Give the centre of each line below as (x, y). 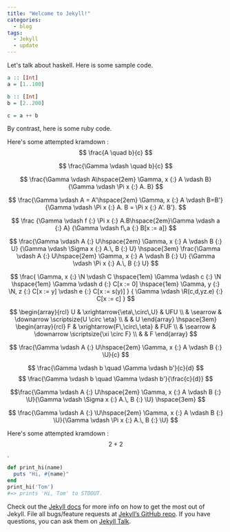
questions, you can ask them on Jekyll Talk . (69, 521)
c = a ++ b (23, 115)
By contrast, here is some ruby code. (60, 129)
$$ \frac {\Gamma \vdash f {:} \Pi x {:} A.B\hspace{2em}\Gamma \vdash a (116, 221)
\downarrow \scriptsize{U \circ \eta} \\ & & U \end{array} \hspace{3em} (116, 319)
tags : (15, 33)
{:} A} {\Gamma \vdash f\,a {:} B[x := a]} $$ (116, 228)
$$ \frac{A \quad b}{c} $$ (116, 153)
